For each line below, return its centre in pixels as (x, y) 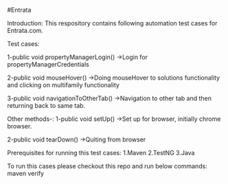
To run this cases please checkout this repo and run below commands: (107, 166)
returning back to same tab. (46, 105)
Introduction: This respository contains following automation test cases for (112, 23)
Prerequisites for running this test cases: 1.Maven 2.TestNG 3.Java (101, 153)
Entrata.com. (25, 31)
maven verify (26, 173)
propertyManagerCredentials (48, 64)
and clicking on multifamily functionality (64, 85)
